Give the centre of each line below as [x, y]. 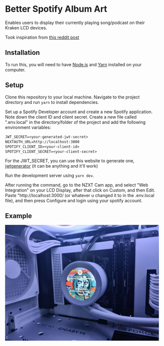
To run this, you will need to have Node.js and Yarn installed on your [73, 64]
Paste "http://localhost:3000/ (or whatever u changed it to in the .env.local [80, 195]
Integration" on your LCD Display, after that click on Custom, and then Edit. [80, 190]
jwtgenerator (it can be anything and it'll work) [51, 166]
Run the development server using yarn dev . [50, 175]
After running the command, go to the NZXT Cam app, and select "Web [77, 185]
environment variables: [28, 127]
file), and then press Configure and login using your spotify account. [74, 200]
